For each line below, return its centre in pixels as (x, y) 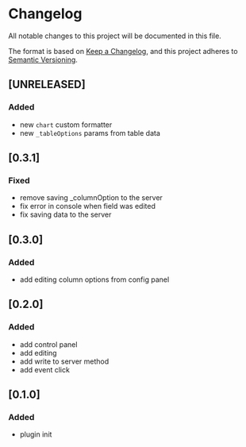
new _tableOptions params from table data (90, 133)
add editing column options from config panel (94, 279)
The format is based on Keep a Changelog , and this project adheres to (123, 51)
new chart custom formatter (66, 125)
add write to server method (64, 361)
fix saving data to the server (65, 214)
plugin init (36, 434)
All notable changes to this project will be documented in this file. (115, 36)
